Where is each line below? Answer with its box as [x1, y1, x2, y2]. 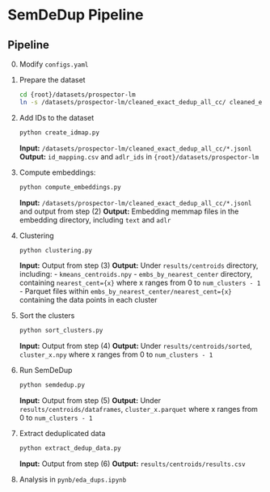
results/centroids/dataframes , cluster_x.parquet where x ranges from [19, 405, 258, 414]
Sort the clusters [19, 311, 75, 320]
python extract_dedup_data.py [19, 444, 122, 452]
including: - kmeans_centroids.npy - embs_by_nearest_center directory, [19, 269, 253, 279]
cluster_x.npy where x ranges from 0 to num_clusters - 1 [19, 350, 213, 359]
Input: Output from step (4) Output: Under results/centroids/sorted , [19, 341, 252, 351]
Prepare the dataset [19, 75, 86, 84]
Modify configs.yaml [19, 59, 89, 69]
